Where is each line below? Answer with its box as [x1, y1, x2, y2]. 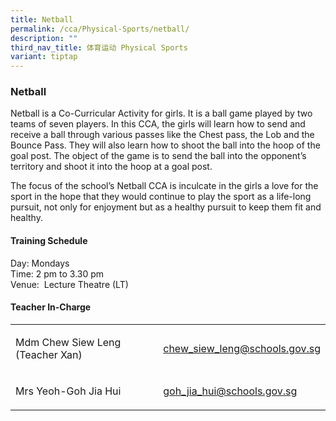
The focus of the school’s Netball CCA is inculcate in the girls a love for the [10, 180, 319, 192]
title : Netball [10, 14, 74, 25]
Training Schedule [10, 235, 88, 247]
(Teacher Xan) [15, 347, 83, 361]
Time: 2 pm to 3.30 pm [10, 267, 105, 280]
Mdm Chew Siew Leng [15, 335, 122, 349]
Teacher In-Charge [10, 301, 92, 313]
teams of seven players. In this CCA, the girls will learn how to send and [10, 118, 306, 130]
